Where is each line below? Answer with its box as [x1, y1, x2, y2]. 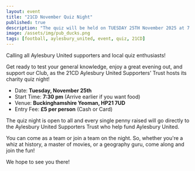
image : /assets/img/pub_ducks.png [6, 30, 91, 36]
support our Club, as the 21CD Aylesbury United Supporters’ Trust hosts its [6, 70, 187, 76]
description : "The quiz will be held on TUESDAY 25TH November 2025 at [6, 25, 184, 31]
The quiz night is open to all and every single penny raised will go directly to [6, 117, 190, 124]
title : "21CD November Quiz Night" [6, 14, 93, 20]
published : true [6, 19, 46, 25]
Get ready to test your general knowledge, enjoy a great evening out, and [6, 63, 183, 70]
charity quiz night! [6, 76, 50, 83]
